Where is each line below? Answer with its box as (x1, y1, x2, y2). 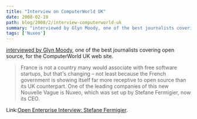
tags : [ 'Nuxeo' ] (6, 30, 46, 36)
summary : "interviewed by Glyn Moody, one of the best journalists (6, 25, 175, 31)
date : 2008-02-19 (6, 14, 49, 20)
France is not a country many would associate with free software (20, 64, 178, 71)
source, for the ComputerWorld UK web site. (6, 53, 114, 60)
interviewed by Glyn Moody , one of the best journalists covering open (6, 46, 175, 53)
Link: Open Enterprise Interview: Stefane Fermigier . (6, 107, 128, 114)
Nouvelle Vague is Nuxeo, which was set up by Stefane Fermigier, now (20, 89, 191, 96)
